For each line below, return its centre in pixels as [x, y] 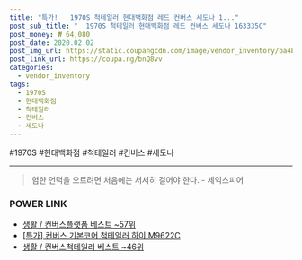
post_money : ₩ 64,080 [50, 34]
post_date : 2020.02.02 [52, 43]
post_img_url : [36, 51]
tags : [19, 84]
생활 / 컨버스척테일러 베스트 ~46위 [83, 247]
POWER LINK [38, 204]
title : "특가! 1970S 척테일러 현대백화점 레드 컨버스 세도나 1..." [124, 17]
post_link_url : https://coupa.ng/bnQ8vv [86, 59]
